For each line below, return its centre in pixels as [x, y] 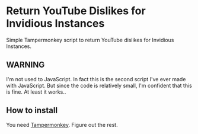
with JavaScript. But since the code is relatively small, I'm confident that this [99, 85]
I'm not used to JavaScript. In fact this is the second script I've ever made [96, 79]
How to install [32, 111]
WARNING [25, 65]
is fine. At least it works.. [36, 92]
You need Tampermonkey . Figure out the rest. [62, 125]
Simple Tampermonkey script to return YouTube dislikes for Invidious [90, 40]
